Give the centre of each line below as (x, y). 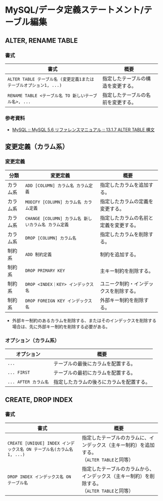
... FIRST (19, 373)
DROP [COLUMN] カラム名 (51, 238)
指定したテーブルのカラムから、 (118, 469)
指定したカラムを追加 (124, 185)
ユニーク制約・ (117, 283)
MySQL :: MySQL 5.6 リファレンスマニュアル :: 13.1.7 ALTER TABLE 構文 (83, 130)
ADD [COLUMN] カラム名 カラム (57, 185)
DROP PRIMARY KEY (45, 271)
